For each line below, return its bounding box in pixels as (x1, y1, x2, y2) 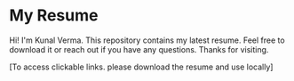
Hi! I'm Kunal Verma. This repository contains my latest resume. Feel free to (9, 35, 286, 45)
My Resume (9, 5, 99, 26)
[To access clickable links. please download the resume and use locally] (9, 61, 274, 72)
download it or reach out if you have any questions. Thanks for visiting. (9, 44, 269, 54)
